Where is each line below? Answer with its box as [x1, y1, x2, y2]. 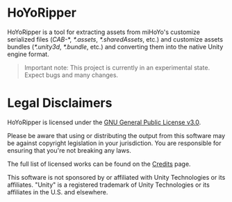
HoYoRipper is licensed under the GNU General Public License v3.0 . [7, 118, 201, 126]
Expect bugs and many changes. [24, 71, 119, 79]
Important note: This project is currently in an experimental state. [24, 63, 210, 71]
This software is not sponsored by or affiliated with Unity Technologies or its [7, 173, 226, 181]
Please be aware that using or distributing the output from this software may [7, 131, 226, 140]
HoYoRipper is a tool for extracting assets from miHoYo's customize [7, 28, 200, 36]
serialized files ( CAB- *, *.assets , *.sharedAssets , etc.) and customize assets [7, 35, 224, 43]
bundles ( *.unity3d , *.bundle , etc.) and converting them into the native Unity [7, 42, 224, 51]
